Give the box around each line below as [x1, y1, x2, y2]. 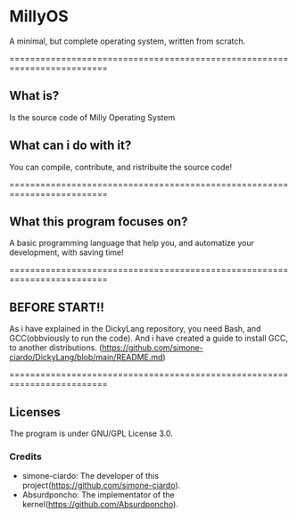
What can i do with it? [9, 138, 132, 153]
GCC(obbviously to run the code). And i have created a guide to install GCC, [9, 333, 288, 344]
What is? [9, 88, 60, 103]
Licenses [9, 404, 61, 420]
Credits [9, 450, 42, 463]
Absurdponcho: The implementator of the [21, 489, 176, 500]
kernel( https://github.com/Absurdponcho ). [21, 499, 178, 510]
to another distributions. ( [9, 342, 103, 353]
